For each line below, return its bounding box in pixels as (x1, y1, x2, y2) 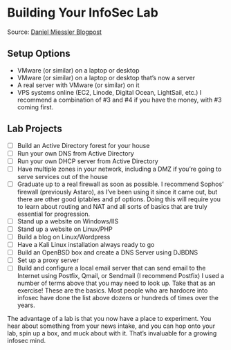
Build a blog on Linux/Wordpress (17, 233, 111, 241)
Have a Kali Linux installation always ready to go (17, 241, 155, 249)
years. (17, 301, 36, 309)
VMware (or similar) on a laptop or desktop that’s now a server (17, 73, 196, 82)
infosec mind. (7, 337, 46, 345)
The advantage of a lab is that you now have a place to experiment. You (7, 315, 212, 323)
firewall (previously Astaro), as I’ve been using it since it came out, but (17, 187, 218, 196)
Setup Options (7, 48, 71, 59)
